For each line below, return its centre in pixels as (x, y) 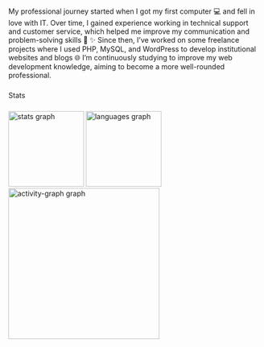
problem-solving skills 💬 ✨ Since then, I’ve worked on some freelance (124, 40)
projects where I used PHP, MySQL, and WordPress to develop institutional (132, 49)
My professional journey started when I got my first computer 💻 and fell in (132, 11)
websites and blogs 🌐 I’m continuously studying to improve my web (121, 58)
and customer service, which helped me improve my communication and (129, 31)
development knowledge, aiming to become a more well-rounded (117, 66)
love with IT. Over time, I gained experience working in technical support (128, 23)
